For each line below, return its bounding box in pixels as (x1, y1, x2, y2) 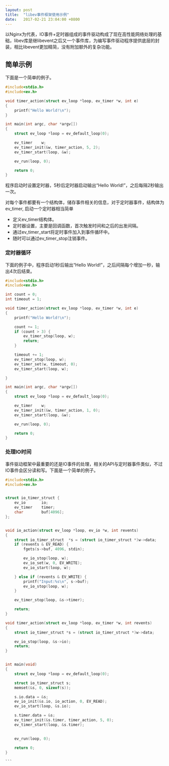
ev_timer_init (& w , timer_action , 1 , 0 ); (14, 408, 100, 413)
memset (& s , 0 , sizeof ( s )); (14, 685, 71, 690)
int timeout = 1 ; (5, 297, 42, 302)
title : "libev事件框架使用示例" (5, 12, 70, 17)
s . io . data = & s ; (14, 694, 49, 699)
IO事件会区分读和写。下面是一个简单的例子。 (5, 467, 98, 473)
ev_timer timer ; (14, 505, 55, 510)
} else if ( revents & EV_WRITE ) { (14, 574, 87, 579)
